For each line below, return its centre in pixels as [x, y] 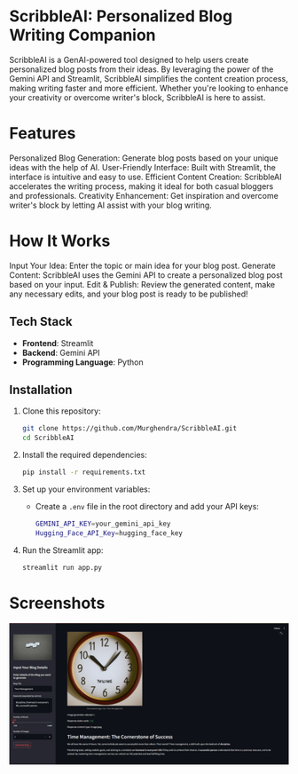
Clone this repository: [61, 411]
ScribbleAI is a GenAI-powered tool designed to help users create [129, 59]
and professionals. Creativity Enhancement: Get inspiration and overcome [144, 195]
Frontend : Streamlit [58, 343]
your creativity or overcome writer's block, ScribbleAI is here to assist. [137, 97]
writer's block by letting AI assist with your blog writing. [111, 205]
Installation [41, 390]
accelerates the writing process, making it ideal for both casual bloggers [141, 186]
